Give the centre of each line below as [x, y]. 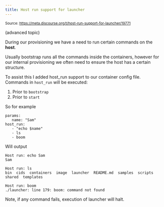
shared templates [24, 177]
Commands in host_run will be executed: [46, 82]
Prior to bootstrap [30, 91]
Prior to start [26, 97]
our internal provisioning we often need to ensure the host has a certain [78, 62]
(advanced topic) [22, 32]
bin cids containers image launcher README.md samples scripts [79, 173]
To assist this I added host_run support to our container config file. [73, 77]
